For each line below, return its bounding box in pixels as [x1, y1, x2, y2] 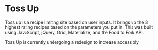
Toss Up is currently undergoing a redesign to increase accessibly [5, 39, 139, 45]
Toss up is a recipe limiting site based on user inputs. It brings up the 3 [5, 19, 148, 25]
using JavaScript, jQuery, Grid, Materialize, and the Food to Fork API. [5, 29, 144, 35]
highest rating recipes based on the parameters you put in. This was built [5, 24, 153, 30]
